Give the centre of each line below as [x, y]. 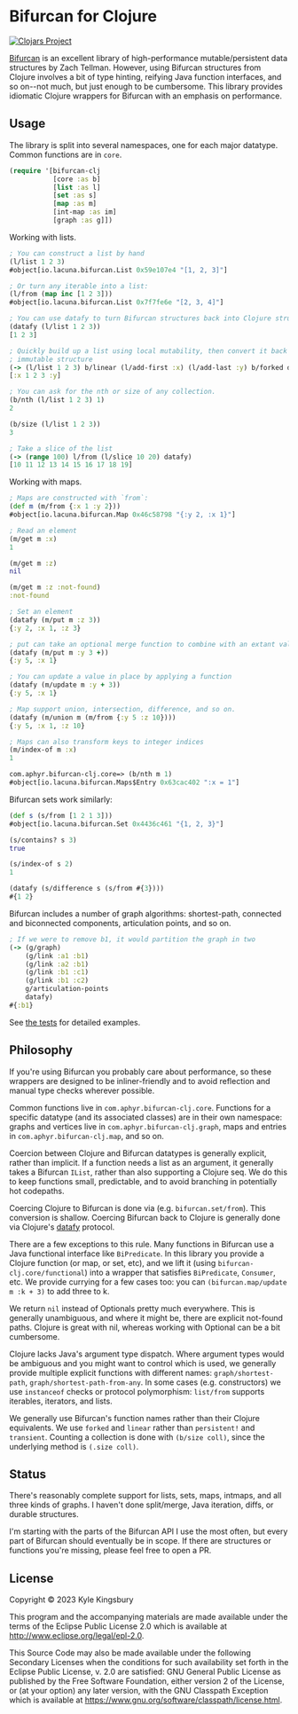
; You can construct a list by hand [77, 253]
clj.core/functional [47, 1273]
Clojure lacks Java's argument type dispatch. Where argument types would [147, 1354]
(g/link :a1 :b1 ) [57, 955]
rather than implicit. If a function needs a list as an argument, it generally [141, 1162]
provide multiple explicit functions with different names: [111, 1372]
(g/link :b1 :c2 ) [57, 981]
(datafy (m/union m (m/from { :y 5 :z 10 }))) [93, 717]
